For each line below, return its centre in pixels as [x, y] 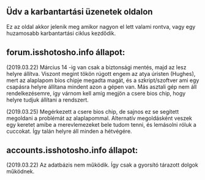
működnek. [20, 171]
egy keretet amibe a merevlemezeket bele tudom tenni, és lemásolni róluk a [102, 124]
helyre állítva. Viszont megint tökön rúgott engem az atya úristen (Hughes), [101, 73]
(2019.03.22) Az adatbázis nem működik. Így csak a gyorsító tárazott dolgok [102, 165]
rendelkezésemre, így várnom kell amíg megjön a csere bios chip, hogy [96, 93]
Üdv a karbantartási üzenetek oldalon [80, 12]
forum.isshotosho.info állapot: [66, 52]
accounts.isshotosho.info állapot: [72, 150]
